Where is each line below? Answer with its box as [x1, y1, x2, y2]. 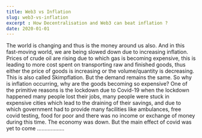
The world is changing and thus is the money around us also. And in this [6, 42, 185, 49]
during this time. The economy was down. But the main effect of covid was [6, 118, 192, 126]
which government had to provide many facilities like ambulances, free [6, 106, 182, 113]
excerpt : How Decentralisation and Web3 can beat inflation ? [6, 20, 168, 26]
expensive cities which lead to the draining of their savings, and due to [6, 100, 182, 107]
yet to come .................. [6, 125, 65, 132]
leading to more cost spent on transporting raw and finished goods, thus [6, 61, 186, 68]
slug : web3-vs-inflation [6, 14, 69, 20]
